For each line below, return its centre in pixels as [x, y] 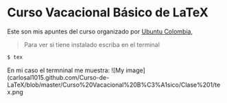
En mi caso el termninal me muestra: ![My [66, 70]
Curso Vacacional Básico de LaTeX [108, 13]
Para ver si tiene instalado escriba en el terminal [92, 44]
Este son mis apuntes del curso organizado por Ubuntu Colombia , [100, 31]
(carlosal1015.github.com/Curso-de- [58, 77]
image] [135, 70]
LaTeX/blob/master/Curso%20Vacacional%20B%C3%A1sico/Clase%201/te [114, 85]
